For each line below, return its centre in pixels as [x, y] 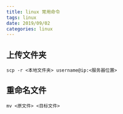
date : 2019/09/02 [28, 23]
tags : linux [21, 18]
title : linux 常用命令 [33, 12]
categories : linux [30, 29]
